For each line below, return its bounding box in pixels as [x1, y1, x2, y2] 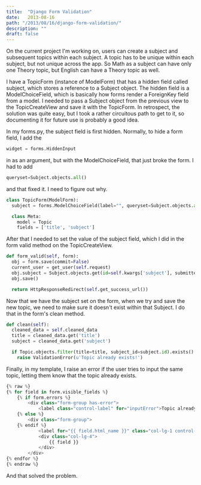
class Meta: [11, 213, 42, 219]
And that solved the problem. [6, 472, 78, 479]
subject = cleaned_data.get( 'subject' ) [11, 338, 111, 344]
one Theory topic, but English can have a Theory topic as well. [6, 66, 160, 74]
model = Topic [17, 219, 52, 225]
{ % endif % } [17, 422, 47, 428]
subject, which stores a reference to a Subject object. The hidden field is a [6, 84, 190, 92]
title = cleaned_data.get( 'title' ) [11, 333, 100, 339]
